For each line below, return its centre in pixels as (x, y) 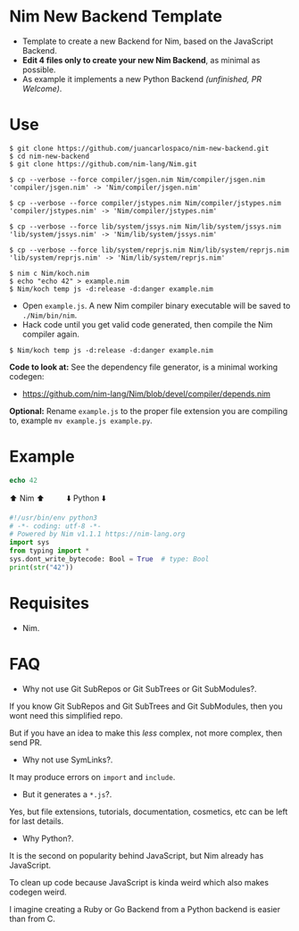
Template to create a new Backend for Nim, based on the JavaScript (148, 41)
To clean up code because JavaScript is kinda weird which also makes (139, 882)
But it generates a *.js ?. (67, 794)
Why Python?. (48, 838)
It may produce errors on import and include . (92, 777)
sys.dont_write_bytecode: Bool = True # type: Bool (109, 560)
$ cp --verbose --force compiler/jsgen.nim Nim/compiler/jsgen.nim (137, 179)
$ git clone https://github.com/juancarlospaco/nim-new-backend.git (139, 148)
